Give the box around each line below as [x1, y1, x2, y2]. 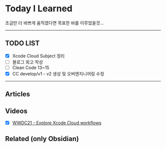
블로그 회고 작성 [12, 59, 43, 65]
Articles [5, 90, 31, 99]
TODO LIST [5, 39, 40, 47]
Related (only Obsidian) [5, 134, 79, 143]
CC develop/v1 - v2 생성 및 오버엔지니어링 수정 [12, 71, 105, 76]
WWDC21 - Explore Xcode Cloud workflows [12, 120, 102, 126]
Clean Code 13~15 [12, 65, 49, 71]
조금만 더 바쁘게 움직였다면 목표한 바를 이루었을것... [5, 20, 104, 26]
